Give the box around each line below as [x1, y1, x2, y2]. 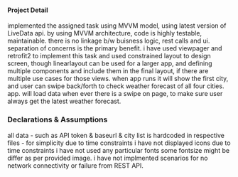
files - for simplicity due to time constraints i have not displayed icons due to [7, 139, 231, 147]
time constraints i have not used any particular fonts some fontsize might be [7, 146, 229, 154]
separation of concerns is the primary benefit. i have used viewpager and [7, 44, 222, 53]
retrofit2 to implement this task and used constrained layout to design [7, 52, 211, 60]
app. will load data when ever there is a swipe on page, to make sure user [7, 90, 223, 98]
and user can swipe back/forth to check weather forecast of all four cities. [7, 82, 225, 90]
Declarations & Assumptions [7, 114, 108, 124]
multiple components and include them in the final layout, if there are [7, 67, 209, 75]
